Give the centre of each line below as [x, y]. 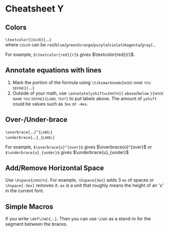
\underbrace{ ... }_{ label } [30, 137]
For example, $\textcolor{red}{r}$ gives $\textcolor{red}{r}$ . [70, 54]
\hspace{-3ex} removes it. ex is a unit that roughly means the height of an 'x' [84, 185]
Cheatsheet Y [35, 9]
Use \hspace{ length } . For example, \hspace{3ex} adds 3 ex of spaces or [80, 180]
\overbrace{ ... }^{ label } [29, 132]
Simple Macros [29, 207]
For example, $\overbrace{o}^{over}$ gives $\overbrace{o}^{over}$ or [79, 147]
